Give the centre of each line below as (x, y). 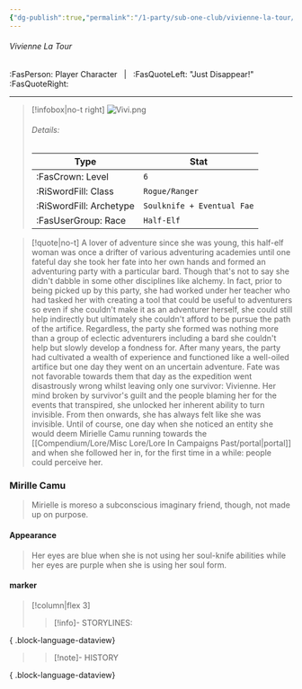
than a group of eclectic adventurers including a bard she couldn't (154, 339)
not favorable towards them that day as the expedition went (142, 376)
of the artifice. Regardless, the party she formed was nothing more (155, 329)
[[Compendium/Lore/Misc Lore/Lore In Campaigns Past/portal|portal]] (161, 443)
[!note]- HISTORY (86, 658)
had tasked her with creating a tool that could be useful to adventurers (162, 300)
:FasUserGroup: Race (81, 221)
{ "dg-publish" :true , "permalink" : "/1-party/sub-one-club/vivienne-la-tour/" (154, 18)
